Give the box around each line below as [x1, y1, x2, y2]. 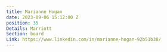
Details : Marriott [6, 25, 52, 32]
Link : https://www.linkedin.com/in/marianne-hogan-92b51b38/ [6, 36, 162, 42]
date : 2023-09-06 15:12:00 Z [6, 14, 79, 20]
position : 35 [6, 20, 39, 26]
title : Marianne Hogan [6, 8, 63, 15]
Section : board [6, 31, 44, 37]
